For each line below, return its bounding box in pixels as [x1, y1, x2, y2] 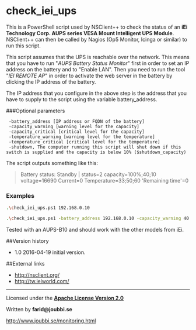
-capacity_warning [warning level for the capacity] [8, 123, 140, 129]
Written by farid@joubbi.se [6, 305, 73, 312]
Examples [6, 191, 35, 200]
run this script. [6, 42, 41, 49]
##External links [6, 260, 45, 267]
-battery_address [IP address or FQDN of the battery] [8, 118, 145, 124]
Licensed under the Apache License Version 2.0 [6, 294, 124, 301]
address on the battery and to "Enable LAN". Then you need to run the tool [6, 66, 185, 73]
